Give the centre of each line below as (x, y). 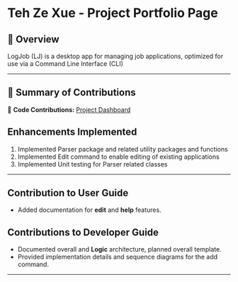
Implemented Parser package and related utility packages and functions (123, 149)
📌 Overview (33, 39)
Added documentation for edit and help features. (89, 210)
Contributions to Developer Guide (83, 232)
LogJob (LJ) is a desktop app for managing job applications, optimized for (115, 56)
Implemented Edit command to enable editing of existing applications (118, 157)
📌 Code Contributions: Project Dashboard (69, 109)
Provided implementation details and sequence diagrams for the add (118, 257)
